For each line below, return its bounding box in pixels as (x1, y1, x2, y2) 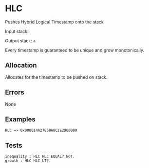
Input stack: (5, 28, 29, 34)
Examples (5, 115, 36, 123)
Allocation (5, 61, 37, 69)
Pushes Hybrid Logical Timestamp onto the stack (5, 19, 104, 25)
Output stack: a (5, 37, 36, 44)
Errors (5, 88, 24, 97)
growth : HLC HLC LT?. (5, 158, 51, 163)
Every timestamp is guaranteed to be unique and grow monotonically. (5, 47, 145, 53)
